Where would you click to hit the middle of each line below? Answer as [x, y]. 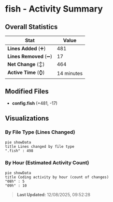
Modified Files [27, 91]
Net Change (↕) [26, 64]
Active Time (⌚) [26, 72]
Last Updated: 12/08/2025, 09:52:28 [54, 194]
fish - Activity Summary [54, 9]
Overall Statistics [31, 27]
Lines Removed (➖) [30, 56]
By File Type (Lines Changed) [40, 132]
